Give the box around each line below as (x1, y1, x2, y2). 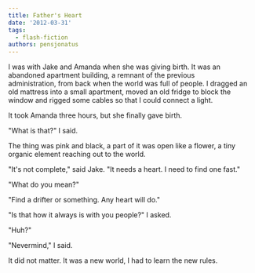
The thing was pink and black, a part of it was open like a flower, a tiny (8, 141, 236, 151)
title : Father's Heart (8, 11, 82, 20)
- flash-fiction (15, 33, 68, 42)
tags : (8, 26, 26, 34)
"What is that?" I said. (8, 126, 78, 136)
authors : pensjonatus (8, 41, 79, 49)
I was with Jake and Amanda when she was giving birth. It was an (8, 62, 221, 71)
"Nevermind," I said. (8, 241, 73, 250)
